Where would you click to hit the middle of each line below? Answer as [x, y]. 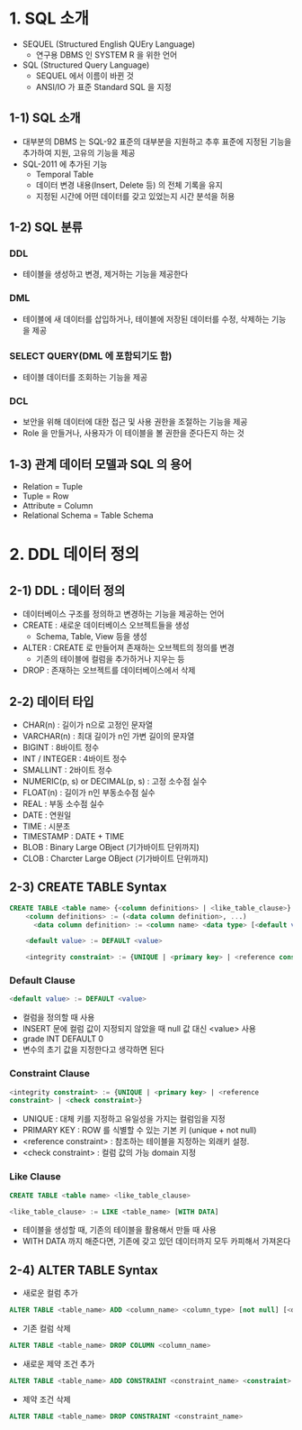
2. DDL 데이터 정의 [75, 555]
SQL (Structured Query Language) [86, 65]
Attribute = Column [58, 506]
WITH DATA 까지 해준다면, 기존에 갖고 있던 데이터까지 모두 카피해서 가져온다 [156, 1242]
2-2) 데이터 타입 [52, 701]
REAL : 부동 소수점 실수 [63, 803]
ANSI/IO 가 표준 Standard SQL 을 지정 [104, 87]
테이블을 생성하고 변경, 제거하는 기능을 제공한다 [105, 274]
